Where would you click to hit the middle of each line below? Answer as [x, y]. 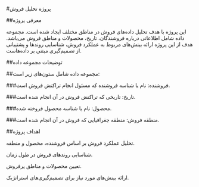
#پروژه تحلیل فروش [29, 9]
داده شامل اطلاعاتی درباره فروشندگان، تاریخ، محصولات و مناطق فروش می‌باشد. [95, 38]
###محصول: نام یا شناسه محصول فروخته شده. [59, 108]
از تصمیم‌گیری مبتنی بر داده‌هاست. [44, 51]
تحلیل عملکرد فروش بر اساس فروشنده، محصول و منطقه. [71, 143]
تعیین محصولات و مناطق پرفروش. [44, 166]
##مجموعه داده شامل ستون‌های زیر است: [53, 74]
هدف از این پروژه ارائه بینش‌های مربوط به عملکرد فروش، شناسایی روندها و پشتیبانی [99, 44]
